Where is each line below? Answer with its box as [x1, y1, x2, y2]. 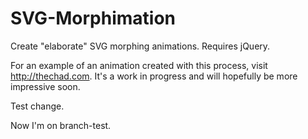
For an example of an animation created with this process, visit [10, 59, 268, 71]
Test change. [10, 100, 65, 112]
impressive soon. [10, 80, 81, 92]
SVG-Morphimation [10, 7, 177, 30]
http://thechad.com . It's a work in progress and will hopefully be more [10, 70, 298, 82]
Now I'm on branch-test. [10, 119, 112, 131]
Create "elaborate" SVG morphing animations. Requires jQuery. [10, 40, 271, 52]
